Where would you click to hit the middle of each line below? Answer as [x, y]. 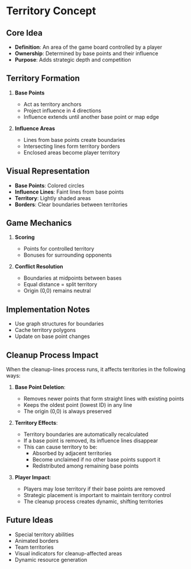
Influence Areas [35, 128]
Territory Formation [43, 78]
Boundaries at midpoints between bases [73, 278]
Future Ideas [30, 520]
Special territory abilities [44, 534]
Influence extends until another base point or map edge [91, 116]
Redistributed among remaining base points [85, 466]
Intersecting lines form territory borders [72, 146]
